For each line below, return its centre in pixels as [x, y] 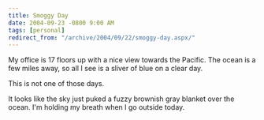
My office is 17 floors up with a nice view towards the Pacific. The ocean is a [132, 60]
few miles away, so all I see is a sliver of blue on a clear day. [106, 69]
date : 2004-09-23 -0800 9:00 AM [61, 23]
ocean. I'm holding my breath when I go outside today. [97, 107]
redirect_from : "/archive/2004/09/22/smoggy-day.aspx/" [102, 37]
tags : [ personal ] [37, 30]
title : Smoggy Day [38, 15]
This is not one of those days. [56, 84]
